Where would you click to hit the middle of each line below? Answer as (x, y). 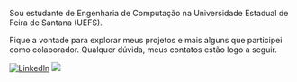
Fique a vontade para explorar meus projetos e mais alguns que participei (146, 40)
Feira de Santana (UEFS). (56, 23)
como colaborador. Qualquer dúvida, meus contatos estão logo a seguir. (143, 50)
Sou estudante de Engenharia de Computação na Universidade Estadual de (149, 13)
